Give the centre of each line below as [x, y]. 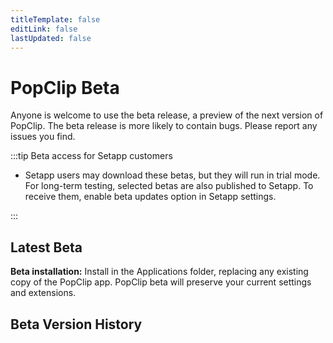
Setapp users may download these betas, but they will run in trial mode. [172, 175]
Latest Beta [46, 247]
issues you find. [43, 137]
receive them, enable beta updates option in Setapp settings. [150, 197]
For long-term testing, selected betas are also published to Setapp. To [169, 186]
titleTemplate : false [55, 19]
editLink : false [44, 29]
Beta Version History [76, 324]
